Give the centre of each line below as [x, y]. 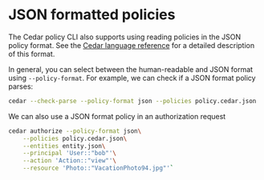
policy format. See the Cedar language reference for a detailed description [132, 45]
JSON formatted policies [92, 15]
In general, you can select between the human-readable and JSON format [131, 69]
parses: [21, 86]
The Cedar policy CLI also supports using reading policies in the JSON [125, 37]
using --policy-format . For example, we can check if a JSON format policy [132, 78]
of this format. [32, 54]
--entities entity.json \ [64, 146]
